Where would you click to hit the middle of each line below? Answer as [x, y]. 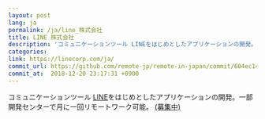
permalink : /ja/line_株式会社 [55, 30]
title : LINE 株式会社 [41, 37]
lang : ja [22, 23]
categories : [28, 52]
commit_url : [28, 67]
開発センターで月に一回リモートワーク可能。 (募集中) [95, 106]
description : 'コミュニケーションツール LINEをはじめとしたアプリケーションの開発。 [133, 45]
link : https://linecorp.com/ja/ [61, 59]
